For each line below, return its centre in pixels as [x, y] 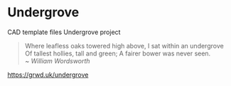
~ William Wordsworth [57, 60]
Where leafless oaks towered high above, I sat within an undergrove [124, 45]
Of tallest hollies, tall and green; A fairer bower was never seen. [118, 53]
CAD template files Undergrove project [64, 32]
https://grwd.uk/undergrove [48, 75]
